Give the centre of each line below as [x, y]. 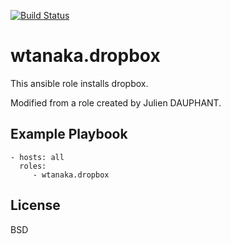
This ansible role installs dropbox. [79, 83]
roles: [33, 166]
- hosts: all [37, 157]
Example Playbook [69, 134]
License [35, 205]
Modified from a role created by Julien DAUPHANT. [116, 102]
